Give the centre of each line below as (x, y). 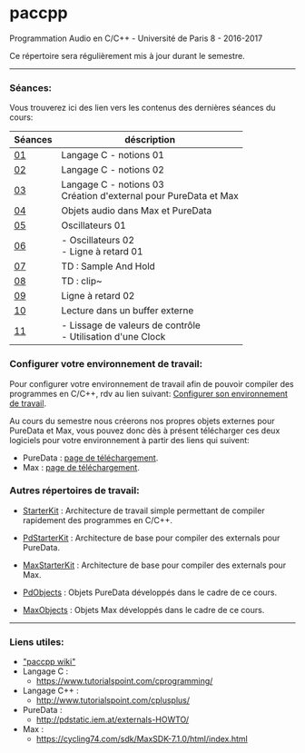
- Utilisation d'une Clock (113, 337)
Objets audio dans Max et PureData (137, 211)
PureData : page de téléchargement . (90, 458)
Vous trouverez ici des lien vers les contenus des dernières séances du (143, 108)
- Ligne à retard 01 (102, 252)
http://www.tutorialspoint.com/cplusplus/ (113, 700)
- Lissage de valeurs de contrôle (131, 325)
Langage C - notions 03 (113, 184)
